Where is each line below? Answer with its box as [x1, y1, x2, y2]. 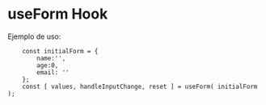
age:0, [36, 61, 59, 69]
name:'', [36, 54, 66, 62]
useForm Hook [7, 5, 108, 23]
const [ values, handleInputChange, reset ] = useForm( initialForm [22, 82, 258, 90]
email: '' [36, 68, 70, 77]
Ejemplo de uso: [7, 31, 61, 41]
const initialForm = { [22, 47, 99, 55]
